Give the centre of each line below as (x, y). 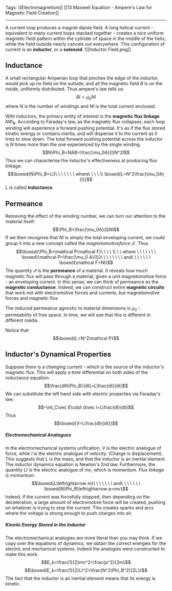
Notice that (17, 330)
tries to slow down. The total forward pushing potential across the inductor (84, 139)
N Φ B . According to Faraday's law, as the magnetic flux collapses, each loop (85, 122)
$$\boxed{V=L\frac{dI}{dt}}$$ (86, 423)
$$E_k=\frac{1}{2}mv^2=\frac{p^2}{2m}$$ (86, 562)
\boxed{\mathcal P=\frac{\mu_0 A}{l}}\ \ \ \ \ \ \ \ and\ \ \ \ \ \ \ (86, 257)
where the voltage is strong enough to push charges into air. (69, 513)
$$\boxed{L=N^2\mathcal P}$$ (86, 338)
